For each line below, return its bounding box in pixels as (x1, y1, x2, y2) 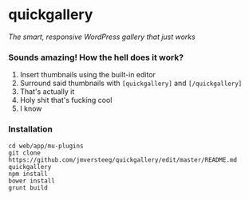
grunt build (8, 183, 48, 192)
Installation (8, 124, 53, 135)
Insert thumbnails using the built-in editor (19, 70, 156, 80)
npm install (8, 170, 48, 178)
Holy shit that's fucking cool (19, 96, 113, 105)
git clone (8, 149, 41, 157)
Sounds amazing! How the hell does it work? (8, 52, 184, 63)
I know (19, 104, 42, 113)
